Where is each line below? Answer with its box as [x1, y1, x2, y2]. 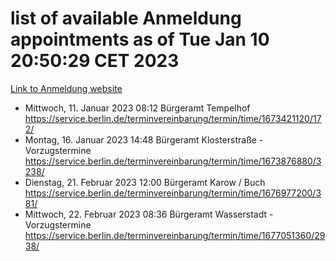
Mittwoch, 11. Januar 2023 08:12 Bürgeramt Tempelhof [24, 102, 251, 114]
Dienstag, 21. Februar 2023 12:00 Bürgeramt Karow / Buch [24, 176, 266, 188]
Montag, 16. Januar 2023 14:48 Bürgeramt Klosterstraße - [24, 133, 264, 146]
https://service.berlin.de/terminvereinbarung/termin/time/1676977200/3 [24, 187, 322, 199]
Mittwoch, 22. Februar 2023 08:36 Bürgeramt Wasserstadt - [24, 208, 274, 220]
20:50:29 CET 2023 [10, 50, 180, 72]
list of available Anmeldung [10, 7, 242, 30]
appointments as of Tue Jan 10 [10, 28, 270, 51]
